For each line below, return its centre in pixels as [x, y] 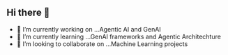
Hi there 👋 [28, 13]
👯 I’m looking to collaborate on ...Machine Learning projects [102, 44]
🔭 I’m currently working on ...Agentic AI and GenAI [89, 29]
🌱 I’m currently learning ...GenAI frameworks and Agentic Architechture [119, 36]
